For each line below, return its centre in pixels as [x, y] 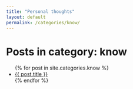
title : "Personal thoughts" [41, 11]
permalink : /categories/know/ [43, 22]
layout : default [26, 17]
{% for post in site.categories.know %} [61, 68]
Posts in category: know [67, 52]
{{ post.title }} [31, 74]
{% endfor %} [31, 81]
